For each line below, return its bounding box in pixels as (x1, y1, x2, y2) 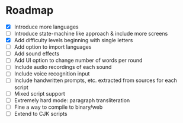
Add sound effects (14, 50, 60, 57)
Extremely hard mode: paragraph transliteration (14, 96, 130, 104)
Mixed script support (14, 90, 66, 97)
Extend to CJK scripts (14, 110, 68, 117)
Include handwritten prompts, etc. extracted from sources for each (14, 77, 177, 84)
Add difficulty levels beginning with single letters (14, 37, 133, 44)
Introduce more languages (14, 23, 79, 30)
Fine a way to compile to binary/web (14, 103, 103, 111)
